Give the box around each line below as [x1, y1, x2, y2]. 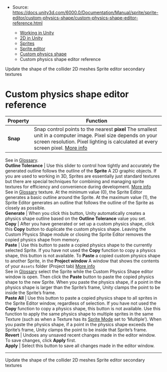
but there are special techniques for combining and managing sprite [5, 178, 144, 184]
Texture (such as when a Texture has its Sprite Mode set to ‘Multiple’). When [5, 316, 162, 322]
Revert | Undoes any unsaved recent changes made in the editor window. [5, 332, 156, 338]
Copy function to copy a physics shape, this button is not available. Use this [5, 305, 161, 311]
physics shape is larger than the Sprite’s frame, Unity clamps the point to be [5, 284, 161, 290]
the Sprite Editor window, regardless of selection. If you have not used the [5, 300, 157, 306]
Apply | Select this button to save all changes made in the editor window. [5, 343, 155, 349]
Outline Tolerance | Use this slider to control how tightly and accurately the [5, 162, 160, 169]
